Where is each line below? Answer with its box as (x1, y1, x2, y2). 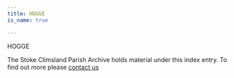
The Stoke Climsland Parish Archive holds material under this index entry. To (7, 55, 228, 63)
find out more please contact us (7, 63, 99, 71)
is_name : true (7, 17, 49, 24)
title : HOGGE (7, 10, 45, 17)
